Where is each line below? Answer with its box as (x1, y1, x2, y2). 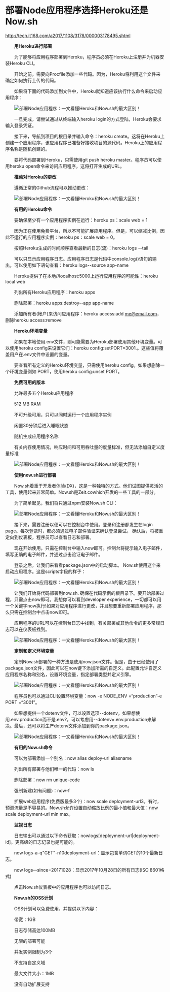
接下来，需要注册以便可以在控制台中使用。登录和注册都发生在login (14, 521, 153, 527)
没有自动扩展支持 (14, 981, 50, 987)
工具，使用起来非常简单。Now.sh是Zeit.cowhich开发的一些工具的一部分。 (5, 489, 158, 495)
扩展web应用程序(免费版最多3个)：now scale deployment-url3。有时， (14, 798, 162, 804)
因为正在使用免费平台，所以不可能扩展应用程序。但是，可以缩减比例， (14, 228, 160, 234)
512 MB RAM (14, 401, 41, 407)
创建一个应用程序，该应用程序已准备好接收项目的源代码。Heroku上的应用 (5, 139, 158, 145)
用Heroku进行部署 (14, 43, 52, 49)
